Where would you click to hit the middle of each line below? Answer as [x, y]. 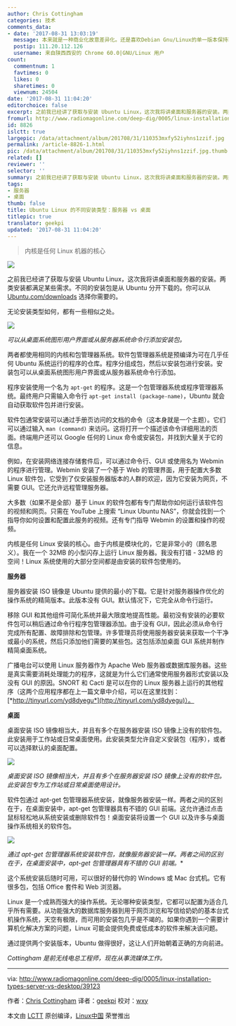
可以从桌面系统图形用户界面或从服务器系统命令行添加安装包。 [97, 339]
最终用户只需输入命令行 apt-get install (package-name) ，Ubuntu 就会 [122, 395]
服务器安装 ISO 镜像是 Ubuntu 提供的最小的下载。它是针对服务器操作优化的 [116, 591]
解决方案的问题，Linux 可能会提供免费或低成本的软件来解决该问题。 [124, 928]
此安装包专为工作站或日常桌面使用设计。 [66, 785]
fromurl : [20, 118]
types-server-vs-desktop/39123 [54, 986]
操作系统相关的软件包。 [41, 826]
